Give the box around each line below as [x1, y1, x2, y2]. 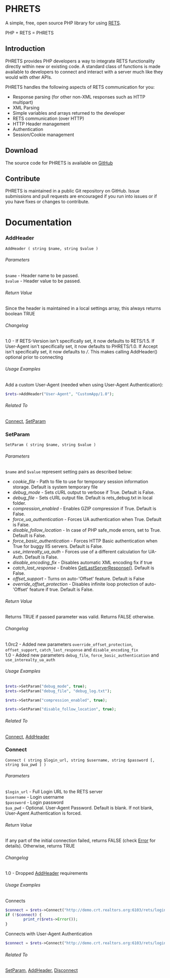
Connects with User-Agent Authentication [5, 931, 93, 937]
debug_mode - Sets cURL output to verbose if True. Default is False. [12, 490, 155, 496]
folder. [12, 500, 26, 506]
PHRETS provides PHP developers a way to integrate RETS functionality [5, 58, 155, 64]
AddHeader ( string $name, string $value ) [5, 246, 99, 251]
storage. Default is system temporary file [12, 484, 98, 490]
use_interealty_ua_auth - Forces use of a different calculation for [12, 549, 148, 555]
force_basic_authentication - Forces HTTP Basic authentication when [12, 538, 158, 544]
